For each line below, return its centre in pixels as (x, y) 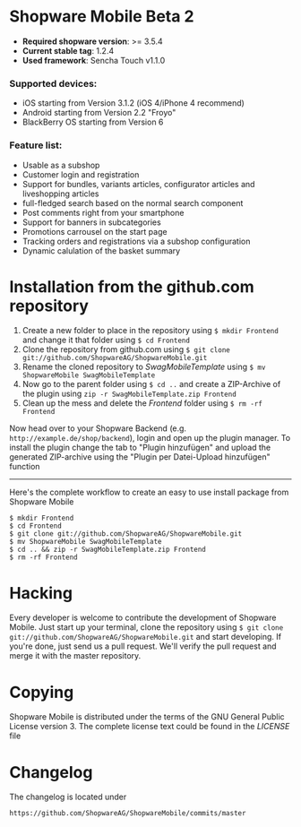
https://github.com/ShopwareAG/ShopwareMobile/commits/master (128, 814)
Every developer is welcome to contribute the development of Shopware (143, 618)
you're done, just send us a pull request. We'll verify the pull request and (143, 646)
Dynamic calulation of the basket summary (101, 250)
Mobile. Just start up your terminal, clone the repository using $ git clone (146, 627)
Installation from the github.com (132, 286)
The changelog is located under (68, 797)
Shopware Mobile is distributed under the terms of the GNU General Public (147, 717)
